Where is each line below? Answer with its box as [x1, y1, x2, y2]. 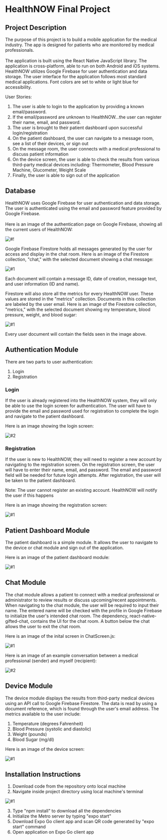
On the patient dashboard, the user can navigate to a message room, [12, 136, 154, 141]
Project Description [5, 23, 67, 32]
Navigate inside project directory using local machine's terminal [12, 789, 144, 795]
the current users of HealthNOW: [5, 226, 73, 232]
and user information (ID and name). [5, 280, 80, 287]
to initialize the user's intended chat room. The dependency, [5, 613, 129, 619]
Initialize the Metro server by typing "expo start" [12, 813, 111, 819]
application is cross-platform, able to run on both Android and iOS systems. [5, 63, 160, 69]
